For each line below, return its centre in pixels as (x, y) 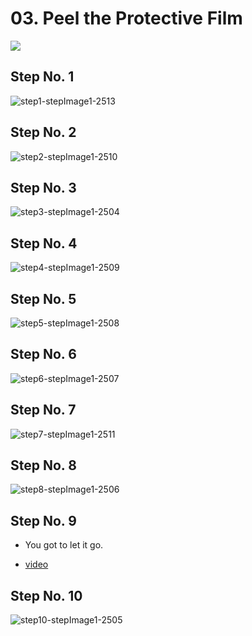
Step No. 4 (44, 243)
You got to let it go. (64, 545)
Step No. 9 (43, 520)
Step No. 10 (46, 595)
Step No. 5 (43, 298)
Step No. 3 (43, 187)
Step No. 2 (43, 132)
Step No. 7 (43, 410)
